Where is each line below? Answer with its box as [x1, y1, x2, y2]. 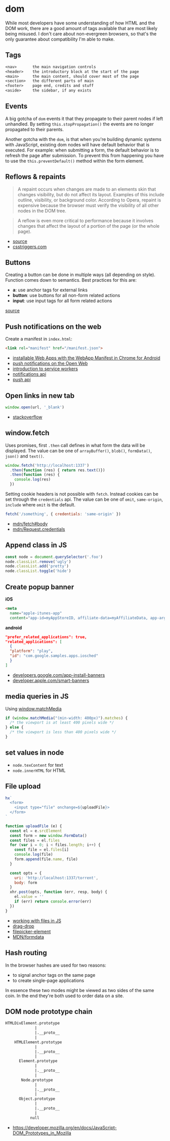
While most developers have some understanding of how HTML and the [5, 20, 155, 26]
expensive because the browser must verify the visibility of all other [17, 202, 159, 208]
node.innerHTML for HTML [12, 767, 66, 773]
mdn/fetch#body [12, 521, 48, 527]
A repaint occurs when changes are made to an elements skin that [17, 186, 156, 192]
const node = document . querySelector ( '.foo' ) [5, 554, 103, 559]
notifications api [12, 371, 47, 377]
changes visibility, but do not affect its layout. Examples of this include [17, 191, 164, 197]
